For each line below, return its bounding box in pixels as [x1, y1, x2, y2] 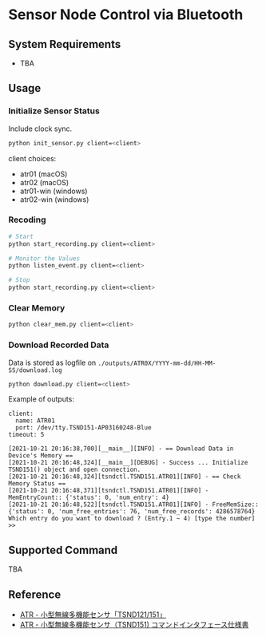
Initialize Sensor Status [8, 105, 100, 117]
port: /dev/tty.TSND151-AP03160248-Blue [15, 424, 152, 432]
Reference [8, 588, 62, 601]
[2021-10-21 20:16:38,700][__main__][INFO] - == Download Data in [8, 445, 234, 453]
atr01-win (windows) [19, 186, 88, 196]
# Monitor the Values [8, 254, 81, 263]
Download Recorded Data [8, 339, 109, 350]
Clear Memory [8, 303, 66, 314]
